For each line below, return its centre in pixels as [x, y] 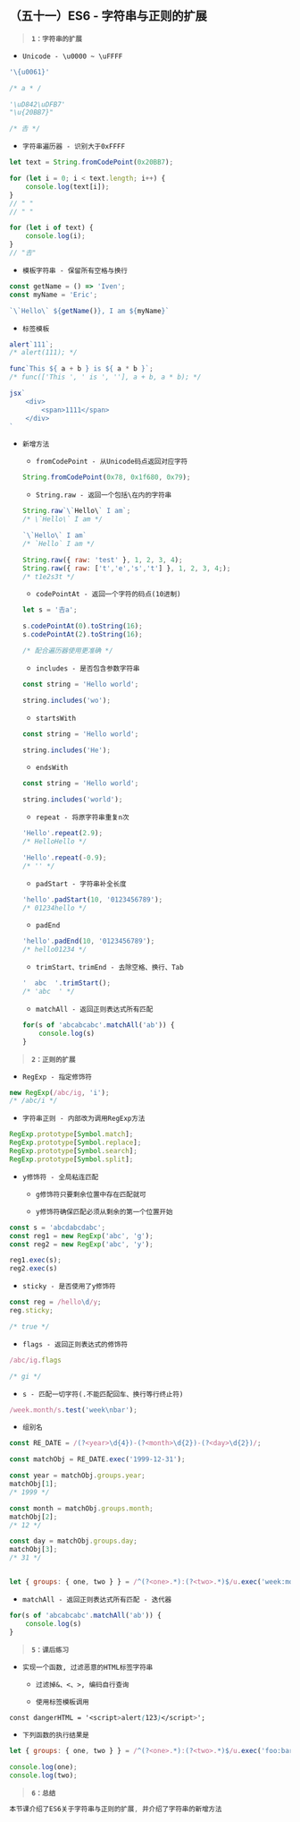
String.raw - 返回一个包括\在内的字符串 [104, 495]
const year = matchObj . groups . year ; [77, 1476]
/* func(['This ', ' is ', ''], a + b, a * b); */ [105, 377]
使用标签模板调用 [62, 1702]
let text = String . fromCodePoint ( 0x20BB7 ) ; [92, 163]
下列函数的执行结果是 [55, 1735]
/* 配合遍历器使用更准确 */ [67, 651]
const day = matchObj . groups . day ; [74, 1541]
